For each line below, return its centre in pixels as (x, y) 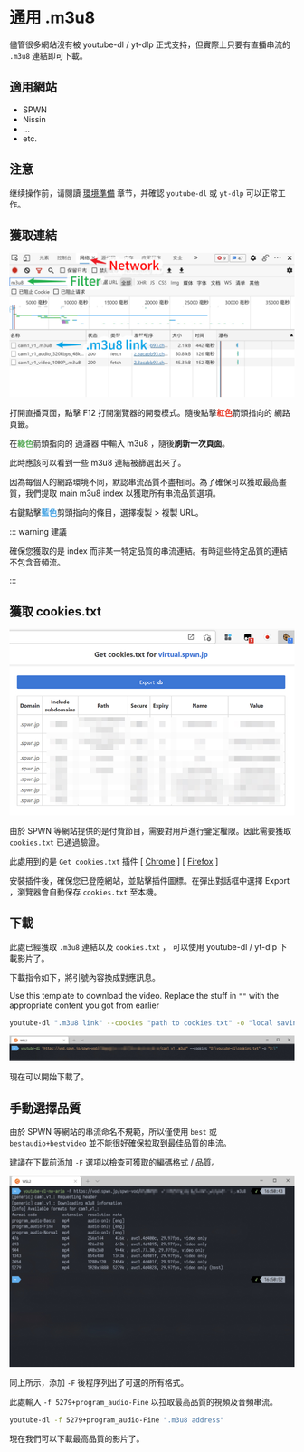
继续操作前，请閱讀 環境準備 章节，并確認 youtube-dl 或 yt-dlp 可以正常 (144, 193)
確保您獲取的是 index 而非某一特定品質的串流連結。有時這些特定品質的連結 (148, 551)
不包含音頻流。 (37, 563)
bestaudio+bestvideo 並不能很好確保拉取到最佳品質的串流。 (120, 1143)
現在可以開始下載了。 (49, 1077)
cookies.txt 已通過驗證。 (57, 842)
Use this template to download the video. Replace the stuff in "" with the (144, 995)
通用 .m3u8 (52, 18)
